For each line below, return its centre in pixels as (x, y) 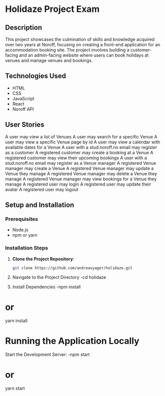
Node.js (20, 230)
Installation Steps (27, 248)
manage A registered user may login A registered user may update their (78, 184)
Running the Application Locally (72, 341)
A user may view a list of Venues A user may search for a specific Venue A (81, 136)
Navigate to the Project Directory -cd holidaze (59, 277)
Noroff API (23, 109)
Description (24, 28)
